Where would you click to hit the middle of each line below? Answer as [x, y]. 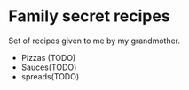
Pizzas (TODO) [48, 57]
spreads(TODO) [50, 76]
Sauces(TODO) [49, 67]
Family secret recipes [89, 16]
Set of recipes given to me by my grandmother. [94, 41]
